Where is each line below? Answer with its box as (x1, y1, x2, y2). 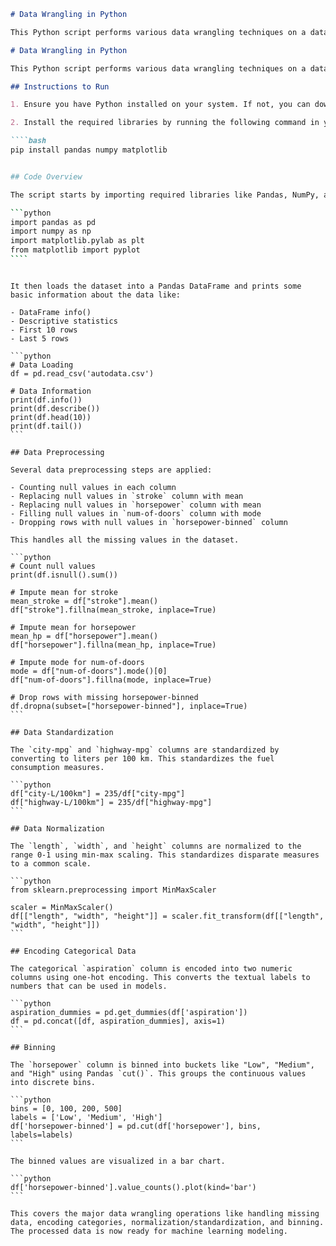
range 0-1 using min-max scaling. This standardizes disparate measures (10, 850, 320, 860)
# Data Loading (10, 360, 74, 370)
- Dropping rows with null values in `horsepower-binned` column (10, 517, 288, 527)
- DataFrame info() (10, 307, 92, 317)
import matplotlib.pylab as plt (10, 236, 145, 246)
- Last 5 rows (10, 333, 70, 344)
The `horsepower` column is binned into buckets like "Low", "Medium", (10, 1060, 315, 1070)
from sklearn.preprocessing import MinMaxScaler (10, 885, 217, 895)
